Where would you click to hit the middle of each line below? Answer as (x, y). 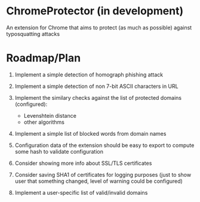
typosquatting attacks (33, 33)
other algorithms (44, 122)
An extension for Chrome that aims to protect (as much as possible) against (99, 27)
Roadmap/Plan (44, 58)
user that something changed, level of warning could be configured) (99, 181)
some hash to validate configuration (59, 151)
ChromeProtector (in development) (95, 11)
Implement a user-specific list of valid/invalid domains (81, 192)
